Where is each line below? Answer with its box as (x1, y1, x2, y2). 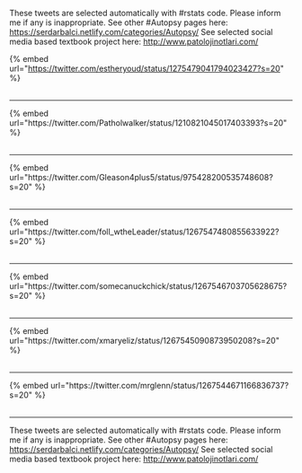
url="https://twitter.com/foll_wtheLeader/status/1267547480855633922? (9, 226, 280, 237)
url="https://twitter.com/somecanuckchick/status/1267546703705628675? (9, 281, 288, 291)
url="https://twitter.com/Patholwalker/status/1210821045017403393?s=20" (9, 118, 288, 128)
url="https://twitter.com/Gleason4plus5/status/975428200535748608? (9, 172, 274, 182)
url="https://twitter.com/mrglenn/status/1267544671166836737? (50, 381, 289, 390)
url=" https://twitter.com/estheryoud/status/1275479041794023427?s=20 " (9, 63, 285, 74)
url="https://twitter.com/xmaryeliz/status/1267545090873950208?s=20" (9, 336, 280, 346)
